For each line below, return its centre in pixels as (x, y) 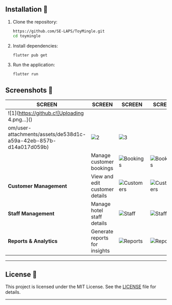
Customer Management (38, 186)
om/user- (20, 128)
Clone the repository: (35, 21)
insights (100, 251)
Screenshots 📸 (29, 90)
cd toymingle (27, 36)
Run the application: (34, 65)
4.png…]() (20, 120)
